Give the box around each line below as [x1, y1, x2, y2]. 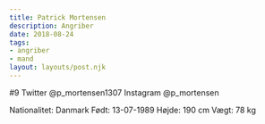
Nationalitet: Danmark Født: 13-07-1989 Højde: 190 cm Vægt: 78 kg [9, 104, 257, 115]
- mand [9, 54, 34, 63]
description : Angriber [9, 21, 94, 30]
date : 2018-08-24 [9, 29, 74, 38]
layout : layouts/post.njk [9, 63, 106, 72]
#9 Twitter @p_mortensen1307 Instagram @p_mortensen [9, 87, 219, 98]
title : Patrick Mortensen [9, 12, 106, 22]
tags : [9, 37, 30, 47]
